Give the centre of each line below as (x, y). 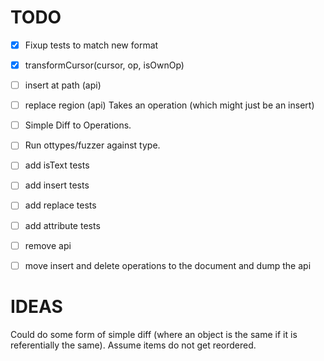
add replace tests (60, 205)
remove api (48, 245)
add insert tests (57, 185)
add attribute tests (62, 225)
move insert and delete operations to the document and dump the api (168, 265)
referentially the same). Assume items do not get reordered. (133, 345)
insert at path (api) (63, 85)
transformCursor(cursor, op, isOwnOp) (104, 65)
